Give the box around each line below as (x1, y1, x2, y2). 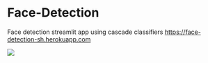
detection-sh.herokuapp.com (7, 35, 91, 43)
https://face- (164, 28, 202, 36)
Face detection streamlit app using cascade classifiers (7, 28, 163, 36)
